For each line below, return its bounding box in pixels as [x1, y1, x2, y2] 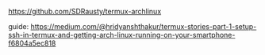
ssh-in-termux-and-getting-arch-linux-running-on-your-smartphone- [8, 31, 236, 39]
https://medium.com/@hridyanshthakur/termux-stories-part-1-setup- [30, 22, 257, 31]
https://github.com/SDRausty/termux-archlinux [8, 7, 162, 16]
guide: [8, 22, 29, 31]
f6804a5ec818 [8, 38, 56, 48]
